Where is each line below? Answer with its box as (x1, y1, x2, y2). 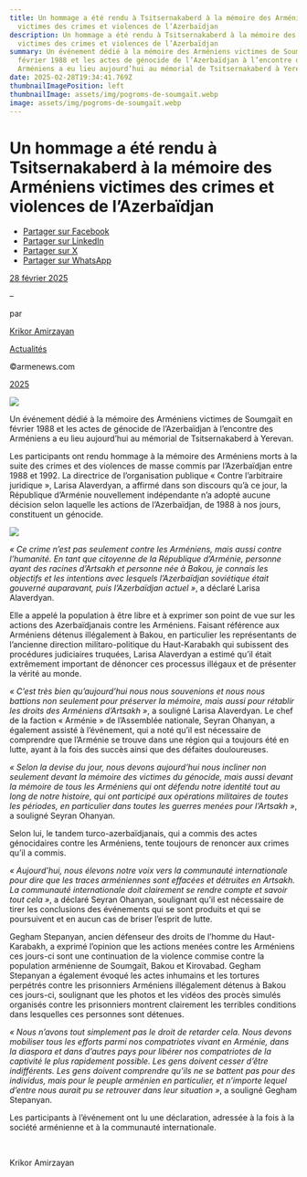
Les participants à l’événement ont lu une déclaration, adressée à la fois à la (9, 1112, 295, 1123)
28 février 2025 (9, 273, 69, 284)
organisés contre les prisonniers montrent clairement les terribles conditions (9, 999, 297, 1010)
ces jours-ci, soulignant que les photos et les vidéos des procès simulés (9, 990, 281, 1001)
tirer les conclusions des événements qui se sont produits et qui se (9, 904, 261, 915)
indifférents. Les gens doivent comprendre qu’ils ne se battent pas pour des (9, 1066, 296, 1077)
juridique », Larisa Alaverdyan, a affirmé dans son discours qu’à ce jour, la (9, 480, 288, 491)
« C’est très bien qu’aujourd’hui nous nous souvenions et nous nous (9, 686, 266, 697)
